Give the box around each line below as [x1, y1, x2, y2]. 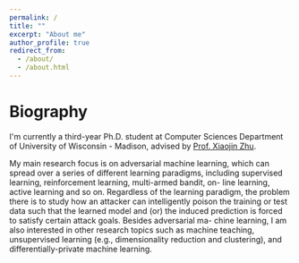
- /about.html [17, 64, 70, 72]
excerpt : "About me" [9, 30, 87, 38]
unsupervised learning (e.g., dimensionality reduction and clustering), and [9, 233, 282, 244]
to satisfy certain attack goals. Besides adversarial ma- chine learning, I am [9, 215, 287, 225]
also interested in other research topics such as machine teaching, [9, 225, 255, 235]
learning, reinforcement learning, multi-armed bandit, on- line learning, [9, 176, 270, 188]
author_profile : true [9, 38, 90, 47]
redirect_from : [9, 47, 66, 55]
